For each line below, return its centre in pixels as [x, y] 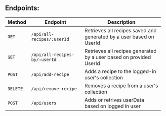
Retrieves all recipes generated [121, 51]
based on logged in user [113, 106]
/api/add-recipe [50, 74]
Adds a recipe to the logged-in [121, 71]
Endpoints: [22, 8]
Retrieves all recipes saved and [121, 30]
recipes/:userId [50, 39]
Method [17, 22]
